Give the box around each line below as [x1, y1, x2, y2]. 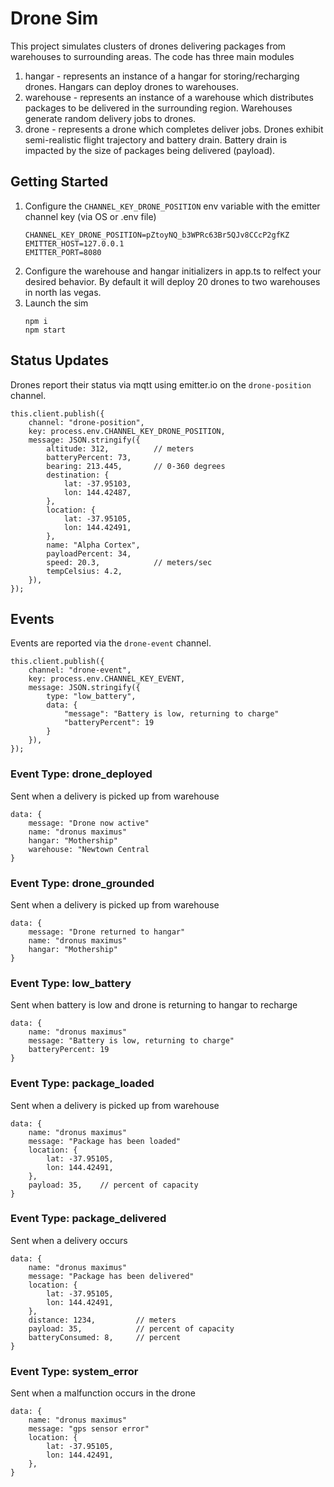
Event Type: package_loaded [10, 1077, 155, 1091]
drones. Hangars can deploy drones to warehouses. [24, 80, 239, 92]
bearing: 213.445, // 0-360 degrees [46, 461, 226, 471]
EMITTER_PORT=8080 [24, 247, 102, 257]
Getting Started [10, 173, 109, 191]
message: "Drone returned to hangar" [28, 927, 186, 937]
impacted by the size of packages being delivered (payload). [24, 144, 276, 156]
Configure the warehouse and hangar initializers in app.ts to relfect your [24, 265, 322, 277]
